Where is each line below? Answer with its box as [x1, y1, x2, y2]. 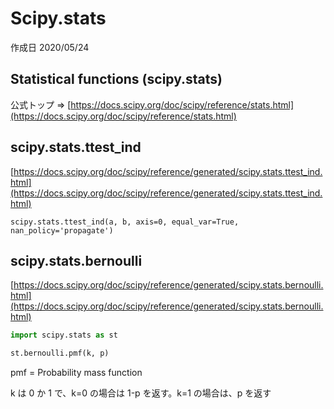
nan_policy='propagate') [10, 225, 114, 236]
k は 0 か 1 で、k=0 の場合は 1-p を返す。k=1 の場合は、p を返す [10, 387, 272, 399]
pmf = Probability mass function [10, 367, 143, 379]
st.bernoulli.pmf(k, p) [10, 348, 110, 359]
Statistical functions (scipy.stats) [10, 71, 223, 88]
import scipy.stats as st [10, 330, 118, 341]
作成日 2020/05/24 [10, 41, 90, 53]
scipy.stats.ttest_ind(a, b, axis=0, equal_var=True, [10, 217, 240, 227]
